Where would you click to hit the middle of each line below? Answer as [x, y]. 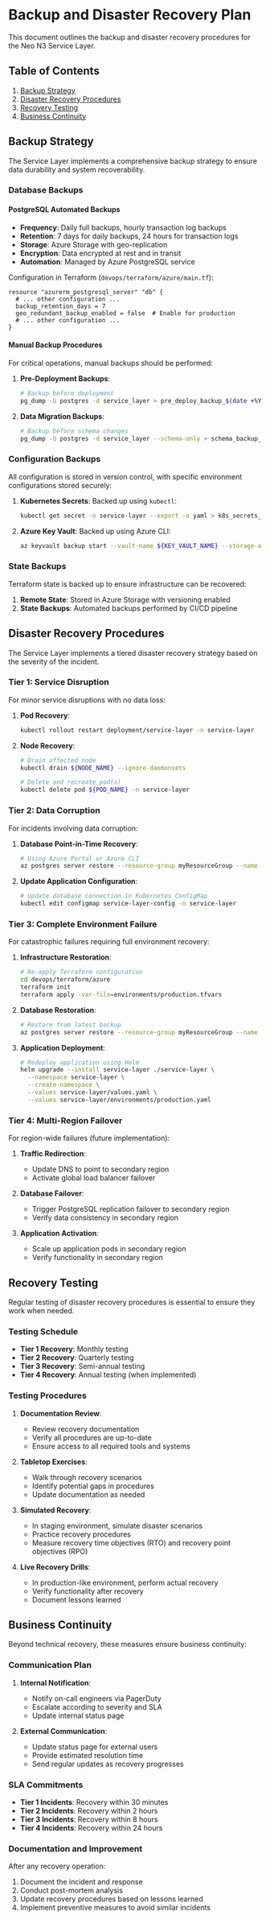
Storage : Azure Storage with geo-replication [94, 244]
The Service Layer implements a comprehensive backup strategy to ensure [133, 161]
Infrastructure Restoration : [65, 957]
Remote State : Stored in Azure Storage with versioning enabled [125, 599]
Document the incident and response [81, 1882]
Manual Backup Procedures [55, 345]
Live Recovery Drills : [55, 1567]
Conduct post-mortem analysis [71, 1890]
